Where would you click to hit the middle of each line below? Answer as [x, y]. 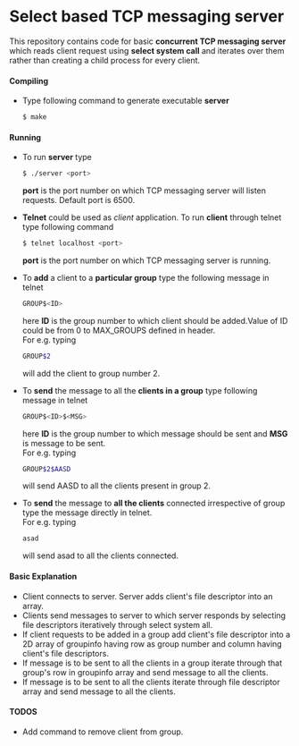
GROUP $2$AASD [46, 469]
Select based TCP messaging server [147, 17]
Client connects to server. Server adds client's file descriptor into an [147, 596]
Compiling [29, 81]
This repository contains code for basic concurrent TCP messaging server [148, 41]
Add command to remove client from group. [103, 732]
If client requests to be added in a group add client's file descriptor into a [156, 634]
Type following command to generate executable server [125, 101]
